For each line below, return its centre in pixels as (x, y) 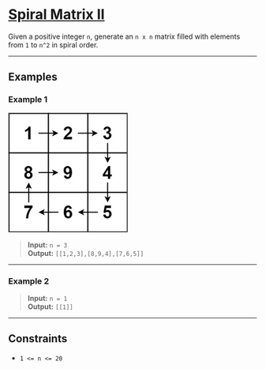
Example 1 (28, 100)
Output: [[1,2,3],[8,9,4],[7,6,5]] (86, 253)
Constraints (38, 339)
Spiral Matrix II (56, 15)
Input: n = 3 (47, 245)
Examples (33, 77)
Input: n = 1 (47, 298)
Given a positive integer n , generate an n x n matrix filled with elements (124, 36)
